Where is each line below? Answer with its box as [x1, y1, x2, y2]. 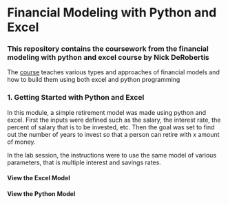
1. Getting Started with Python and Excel [7, 93, 145, 102]
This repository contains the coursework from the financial [7, 44, 209, 54]
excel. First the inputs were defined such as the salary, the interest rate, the [7, 116, 221, 124]
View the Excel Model [7, 174, 70, 182]
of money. [7, 138, 36, 146]
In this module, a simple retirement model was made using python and [7, 108, 207, 116]
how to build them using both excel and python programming [7, 76, 180, 84]
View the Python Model [7, 189, 76, 197]
